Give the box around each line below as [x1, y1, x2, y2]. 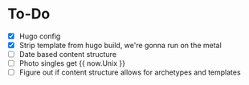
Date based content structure [18, 50, 117, 59]
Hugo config [18, 31, 61, 41]
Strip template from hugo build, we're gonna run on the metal [18, 41, 222, 50]
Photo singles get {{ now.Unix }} [18, 59, 126, 68]
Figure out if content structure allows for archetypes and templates [18, 67, 242, 77]
